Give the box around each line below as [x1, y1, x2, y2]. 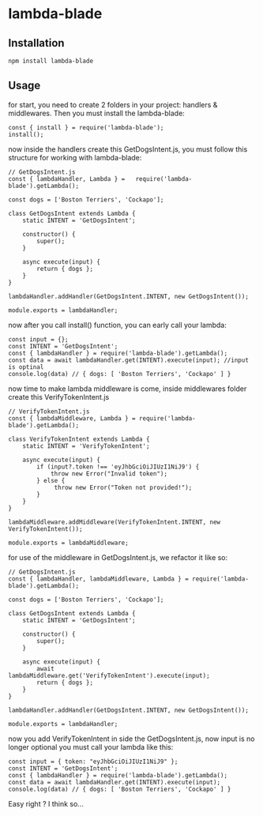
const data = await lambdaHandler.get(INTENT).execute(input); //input [8, 356, 249, 364]
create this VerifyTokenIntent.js [8, 392, 110, 401]
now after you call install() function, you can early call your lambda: [8, 320, 227, 329]
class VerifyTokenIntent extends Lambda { [8, 435, 150, 443]
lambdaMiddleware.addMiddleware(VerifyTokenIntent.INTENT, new [8, 518, 221, 526]
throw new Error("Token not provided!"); [54, 483, 193, 491]
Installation [8, 36, 65, 50]
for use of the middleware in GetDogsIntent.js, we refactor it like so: [8, 552, 228, 562]
